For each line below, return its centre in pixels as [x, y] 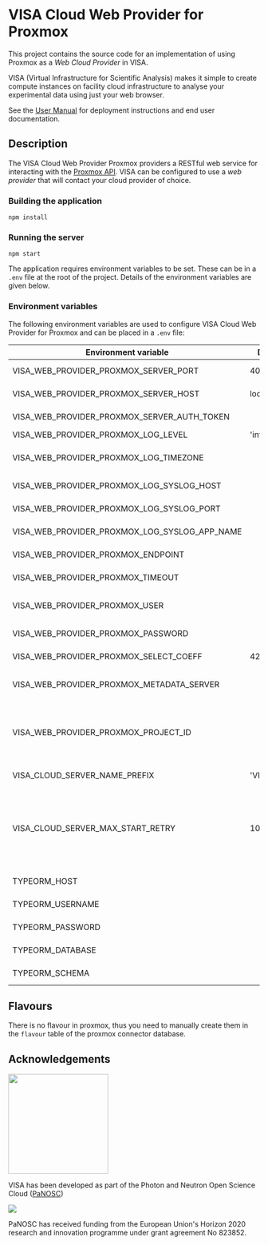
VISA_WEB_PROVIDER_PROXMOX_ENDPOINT [99, 555]
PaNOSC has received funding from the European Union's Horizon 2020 [127, 1224]
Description [38, 144]
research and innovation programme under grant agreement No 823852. [128, 1233]
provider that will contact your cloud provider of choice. [100, 180]
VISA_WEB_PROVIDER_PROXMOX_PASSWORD [100, 633]
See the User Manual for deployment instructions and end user [112, 110]
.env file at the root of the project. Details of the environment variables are [130, 277]
